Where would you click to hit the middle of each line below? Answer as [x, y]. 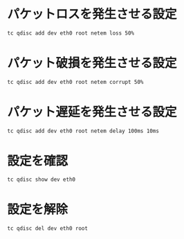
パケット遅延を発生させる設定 [92, 112]
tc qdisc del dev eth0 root [48, 229]
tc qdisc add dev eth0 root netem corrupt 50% [75, 82]
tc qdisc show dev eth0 [42, 180]
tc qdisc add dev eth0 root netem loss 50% [71, 33]
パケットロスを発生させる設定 [92, 14]
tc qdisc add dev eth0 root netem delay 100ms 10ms [83, 131]
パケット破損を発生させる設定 [92, 63]
